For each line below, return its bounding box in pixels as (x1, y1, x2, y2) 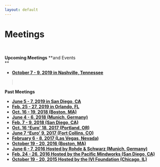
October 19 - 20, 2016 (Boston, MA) (11, 140, 86, 146)
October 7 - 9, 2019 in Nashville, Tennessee (11, 69, 104, 75)
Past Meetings (4, 89, 35, 95)
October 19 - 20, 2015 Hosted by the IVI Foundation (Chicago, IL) (11, 156, 147, 162)
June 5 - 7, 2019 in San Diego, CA (11, 98, 81, 104)
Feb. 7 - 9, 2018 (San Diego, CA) (11, 119, 79, 125)
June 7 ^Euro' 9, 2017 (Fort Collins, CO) (11, 130, 94, 136)
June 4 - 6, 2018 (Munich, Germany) (11, 114, 88, 120)
